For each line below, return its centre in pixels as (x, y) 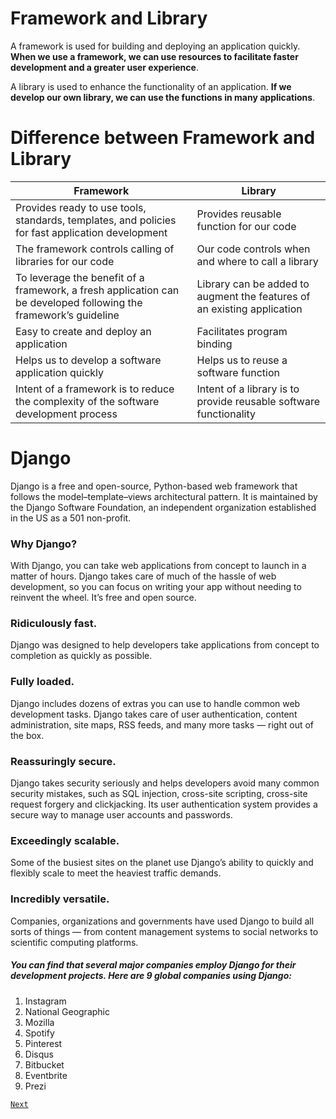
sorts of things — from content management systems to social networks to (164, 931)
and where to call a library (257, 261)
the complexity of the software (87, 401)
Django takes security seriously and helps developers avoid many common (165, 783)
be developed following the (79, 302)
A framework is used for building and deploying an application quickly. (155, 46)
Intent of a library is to (248, 389)
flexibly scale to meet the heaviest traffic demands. (116, 873)
